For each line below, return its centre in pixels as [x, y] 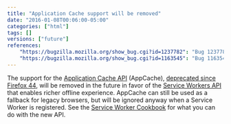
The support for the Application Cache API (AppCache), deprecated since [112, 78]
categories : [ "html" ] [38, 26]
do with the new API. [36, 114]
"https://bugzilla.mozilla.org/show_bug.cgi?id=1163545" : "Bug [112, 59]
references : [24, 45]
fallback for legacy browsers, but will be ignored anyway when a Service [110, 100]
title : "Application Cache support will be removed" [84, 13]
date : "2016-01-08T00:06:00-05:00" [58, 20]
